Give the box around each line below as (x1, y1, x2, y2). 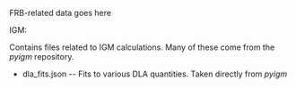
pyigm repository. (9, 52, 74, 61)
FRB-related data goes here (9, 8, 112, 18)
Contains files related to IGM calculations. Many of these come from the (9, 42, 275, 52)
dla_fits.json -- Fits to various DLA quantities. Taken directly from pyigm (22, 68, 288, 79)
